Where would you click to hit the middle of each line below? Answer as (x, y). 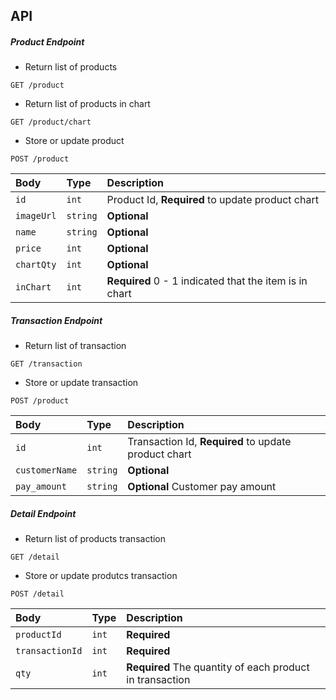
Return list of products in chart (87, 104)
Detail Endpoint (43, 513)
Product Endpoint (47, 41)
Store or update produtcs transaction (101, 576)
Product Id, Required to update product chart (212, 200)
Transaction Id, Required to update (209, 442)
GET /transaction (46, 364)
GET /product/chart (51, 122)
